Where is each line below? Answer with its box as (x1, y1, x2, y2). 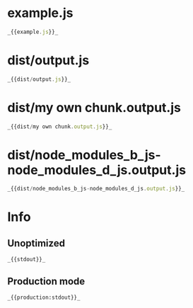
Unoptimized (7, 237, 66, 249)
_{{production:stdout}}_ (7, 294, 81, 302)
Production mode (7, 275, 86, 287)
